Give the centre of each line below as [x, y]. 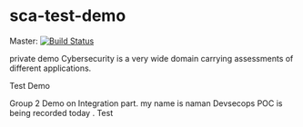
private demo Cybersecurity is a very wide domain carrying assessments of [151, 58]
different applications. [50, 68]
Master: [24, 41]
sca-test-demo [68, 16]
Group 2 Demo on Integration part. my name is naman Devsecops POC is [146, 103]
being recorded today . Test [61, 112]
